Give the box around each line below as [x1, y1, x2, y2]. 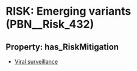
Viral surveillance [14, 58, 58, 65]
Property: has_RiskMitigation [5, 42, 119, 52]
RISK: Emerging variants [5, 4, 132, 18]
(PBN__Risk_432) [5, 17, 94, 31]
